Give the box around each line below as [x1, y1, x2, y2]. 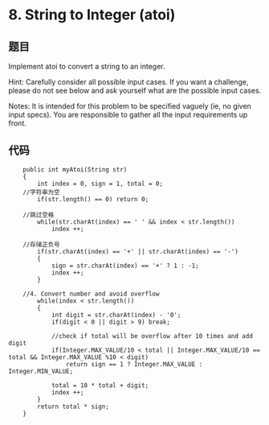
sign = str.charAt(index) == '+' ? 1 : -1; [51, 262, 199, 270]
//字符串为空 [22, 188, 60, 196]
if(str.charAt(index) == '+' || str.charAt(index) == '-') [37, 247, 239, 255]
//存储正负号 [22, 240, 60, 249]
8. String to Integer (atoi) [8, 6, 176, 24]
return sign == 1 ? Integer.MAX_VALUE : [65, 360, 203, 368]
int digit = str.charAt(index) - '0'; [51, 311, 181, 319]
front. [8, 118, 26, 128]
